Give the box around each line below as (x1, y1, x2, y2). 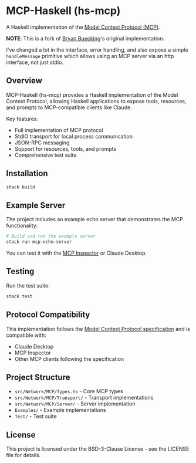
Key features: (6, 115, 38, 122)
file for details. (6, 452, 41, 459)
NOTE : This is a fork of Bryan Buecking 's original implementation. (6, 35, 165, 42)
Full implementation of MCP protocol (14, 126, 104, 133)
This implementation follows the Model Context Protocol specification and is (6, 325, 191, 332)
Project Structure (6, 372, 70, 382)
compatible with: (6, 332, 46, 339)
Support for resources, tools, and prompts (14, 145, 117, 152)
